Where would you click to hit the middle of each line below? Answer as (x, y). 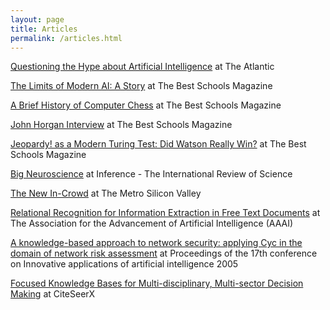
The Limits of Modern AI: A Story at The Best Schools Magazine (141, 86)
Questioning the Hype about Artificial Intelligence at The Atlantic (142, 67)
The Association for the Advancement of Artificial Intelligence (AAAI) (152, 223)
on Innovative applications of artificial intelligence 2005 (124, 264)
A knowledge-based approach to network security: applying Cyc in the (156, 243)
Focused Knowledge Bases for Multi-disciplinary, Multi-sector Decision (157, 283)
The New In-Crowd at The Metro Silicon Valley (106, 193)
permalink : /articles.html (66, 38)
